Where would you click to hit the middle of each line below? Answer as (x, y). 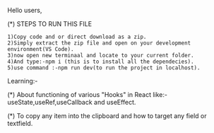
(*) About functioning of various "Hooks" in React (79, 94)
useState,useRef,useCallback (50, 102)
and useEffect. (115, 102)
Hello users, (25, 10)
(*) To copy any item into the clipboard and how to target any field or (107, 116)
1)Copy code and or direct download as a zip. (77, 37)
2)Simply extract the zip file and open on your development (99, 43)
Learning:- (23, 81)
